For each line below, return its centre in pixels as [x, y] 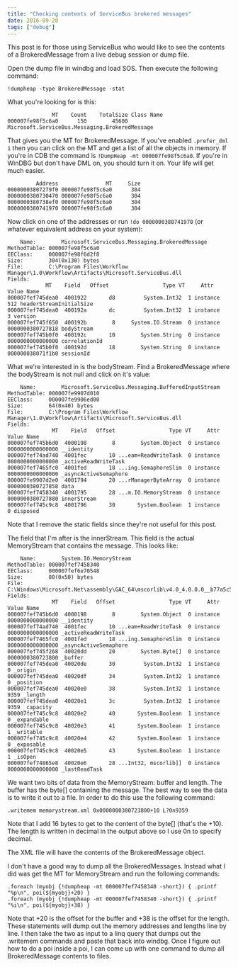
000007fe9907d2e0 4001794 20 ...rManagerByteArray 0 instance [114, 480]
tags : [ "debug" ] [31, 27]
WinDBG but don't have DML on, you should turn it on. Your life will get [110, 163]
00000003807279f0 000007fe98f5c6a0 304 [74, 190]
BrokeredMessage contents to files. [59, 956]
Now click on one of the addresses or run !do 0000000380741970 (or [105, 222]
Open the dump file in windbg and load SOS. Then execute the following [113, 69]
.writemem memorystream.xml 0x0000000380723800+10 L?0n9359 [98, 811]
